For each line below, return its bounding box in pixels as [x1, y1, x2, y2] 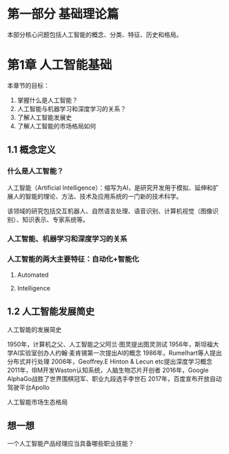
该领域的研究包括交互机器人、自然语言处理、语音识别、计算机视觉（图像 [7, 206, 212, 215]
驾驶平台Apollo [7, 383, 50, 391]
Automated [17, 270, 49, 279]
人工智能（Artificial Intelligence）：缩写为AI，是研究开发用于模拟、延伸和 [7, 184, 213, 192]
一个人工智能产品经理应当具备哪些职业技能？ [7, 440, 135, 448]
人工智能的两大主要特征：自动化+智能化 [7, 255, 139, 264]
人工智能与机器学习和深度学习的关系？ [17, 104, 126, 112]
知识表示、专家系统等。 [21, 215, 89, 224]
